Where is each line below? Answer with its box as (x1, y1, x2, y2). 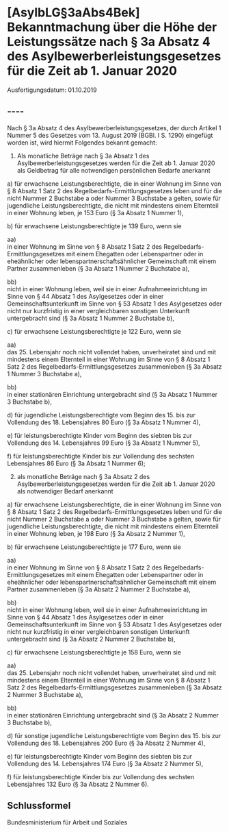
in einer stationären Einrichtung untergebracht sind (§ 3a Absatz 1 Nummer (7, 390, 218, 398)
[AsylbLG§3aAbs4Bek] (7, 5, 140, 21)
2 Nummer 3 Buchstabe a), (7, 690, 83, 698)
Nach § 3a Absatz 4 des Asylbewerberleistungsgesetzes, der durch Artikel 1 (7, 123, 221, 132)
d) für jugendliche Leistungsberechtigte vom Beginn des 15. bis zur (7, 411, 196, 419)
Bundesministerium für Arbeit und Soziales (7, 818, 128, 827)
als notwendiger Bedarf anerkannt (16, 487, 114, 495)
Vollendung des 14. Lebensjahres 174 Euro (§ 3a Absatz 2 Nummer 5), (7, 759, 204, 768)
